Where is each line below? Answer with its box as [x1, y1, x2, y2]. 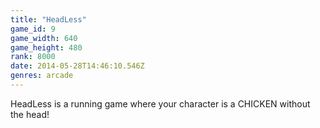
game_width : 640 [10, 33, 78, 43]
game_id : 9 [10, 24, 56, 34]
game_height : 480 [10, 42, 83, 53]
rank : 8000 [10, 52, 56, 62]
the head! [10, 108, 50, 120]
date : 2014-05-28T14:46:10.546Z [10, 61, 145, 71]
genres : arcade [10, 71, 74, 81]
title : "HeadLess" [10, 14, 87, 25]
